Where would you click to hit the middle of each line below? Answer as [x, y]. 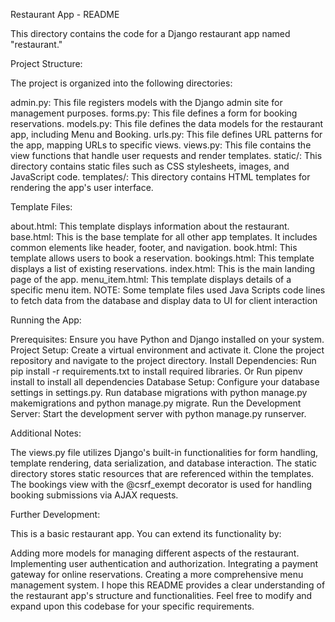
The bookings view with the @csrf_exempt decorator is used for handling [161, 484]
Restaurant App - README [65, 14]
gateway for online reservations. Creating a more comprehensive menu [157, 574]
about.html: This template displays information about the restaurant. [150, 226]
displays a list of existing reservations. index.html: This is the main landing [163, 268]
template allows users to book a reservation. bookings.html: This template [162, 258]
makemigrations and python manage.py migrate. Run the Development [156, 403]
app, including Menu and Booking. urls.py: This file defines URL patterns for [166, 134]
